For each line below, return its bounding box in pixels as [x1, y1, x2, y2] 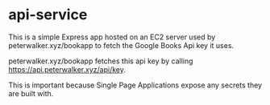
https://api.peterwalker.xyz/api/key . [8, 64, 127, 74]
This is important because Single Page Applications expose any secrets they [8, 80, 263, 90]
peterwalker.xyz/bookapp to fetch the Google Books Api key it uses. [8, 40, 235, 50]
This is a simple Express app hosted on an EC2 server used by [8, 32, 216, 42]
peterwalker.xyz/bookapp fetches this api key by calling [8, 56, 193, 66]
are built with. [8, 88, 54, 98]
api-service [8, 6, 88, 24]
